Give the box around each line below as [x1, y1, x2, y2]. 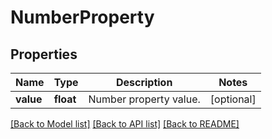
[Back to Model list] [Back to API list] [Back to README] [10, 118, 240, 130]
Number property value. [88, 92, 201, 106]
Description [115, 76, 173, 89]
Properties [10, 46, 78, 63]
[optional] [209, 92, 257, 106]
